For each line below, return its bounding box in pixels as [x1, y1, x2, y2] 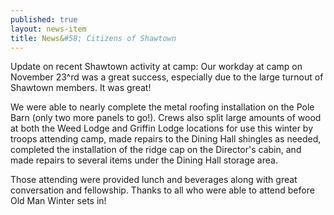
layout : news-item [10, 24, 87, 34]
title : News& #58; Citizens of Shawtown [10, 33, 177, 43]
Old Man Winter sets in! [10, 195, 107, 207]
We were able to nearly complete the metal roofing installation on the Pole [10, 101, 315, 113]
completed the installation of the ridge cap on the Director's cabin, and [10, 144, 302, 156]
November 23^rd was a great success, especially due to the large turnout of [10, 71, 324, 83]
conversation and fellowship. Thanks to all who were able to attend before [10, 184, 315, 196]
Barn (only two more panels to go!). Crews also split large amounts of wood [10, 112, 322, 124]
